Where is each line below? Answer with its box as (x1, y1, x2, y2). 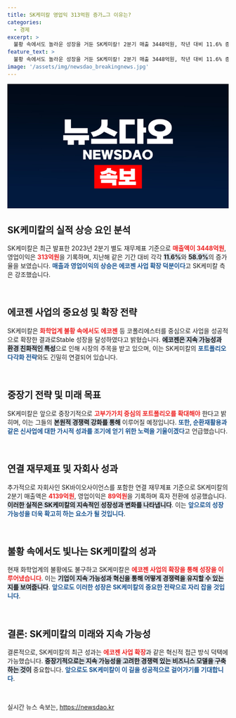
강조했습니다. (14, 271, 51, 279)
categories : (7, 18, 42, 26)
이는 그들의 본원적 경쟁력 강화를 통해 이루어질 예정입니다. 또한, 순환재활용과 (22, 418, 228, 426)
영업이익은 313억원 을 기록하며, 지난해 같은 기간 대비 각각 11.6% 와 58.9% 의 (7, 253, 214, 262)
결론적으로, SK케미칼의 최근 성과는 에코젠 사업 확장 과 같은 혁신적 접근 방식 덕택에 (7, 648, 228, 657)
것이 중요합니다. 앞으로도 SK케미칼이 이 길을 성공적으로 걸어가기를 (20, 665, 200, 674)
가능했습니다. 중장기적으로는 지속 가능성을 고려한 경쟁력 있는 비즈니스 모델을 (7, 657, 214, 665)
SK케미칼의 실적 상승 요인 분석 (7, 224, 131, 236)
